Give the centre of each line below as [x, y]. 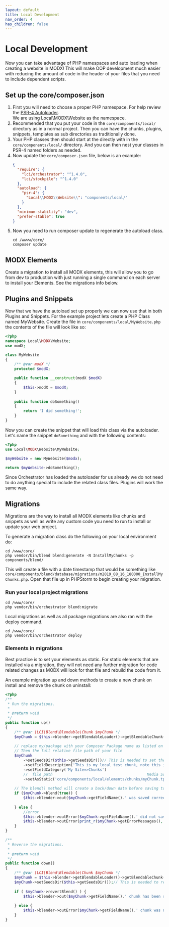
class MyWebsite [22, 355]
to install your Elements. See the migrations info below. [62, 283]
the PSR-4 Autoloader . [36, 112]
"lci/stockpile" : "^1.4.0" [50, 179]
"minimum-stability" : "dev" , [48, 212]
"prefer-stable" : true [41, 216]
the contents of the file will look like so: [46, 327]
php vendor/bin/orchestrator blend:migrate [52, 607]
